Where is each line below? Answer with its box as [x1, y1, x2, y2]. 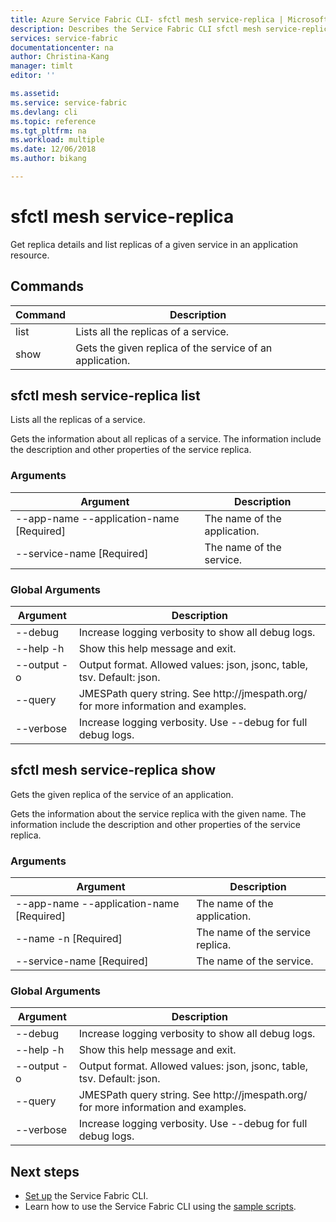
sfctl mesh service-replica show [10, 762, 217, 779]
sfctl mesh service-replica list [10, 387, 201, 405]
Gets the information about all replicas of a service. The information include [10, 433, 322, 445]
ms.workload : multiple [10, 135, 105, 145]
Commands [10, 278, 85, 295]
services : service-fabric [10, 33, 118, 43]
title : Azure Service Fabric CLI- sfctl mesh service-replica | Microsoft [10, 14, 329, 25]
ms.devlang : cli [10, 107, 78, 117]
